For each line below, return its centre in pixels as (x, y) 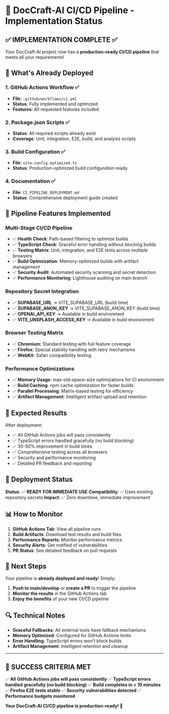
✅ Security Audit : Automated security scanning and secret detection (84, 272)
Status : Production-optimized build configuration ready (70, 168)
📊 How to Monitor (34, 514)
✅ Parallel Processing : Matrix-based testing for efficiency (73, 391)
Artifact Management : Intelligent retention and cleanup (70, 646)
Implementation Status (54, 21)
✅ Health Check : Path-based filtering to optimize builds (70, 239)
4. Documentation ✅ (30, 181)
